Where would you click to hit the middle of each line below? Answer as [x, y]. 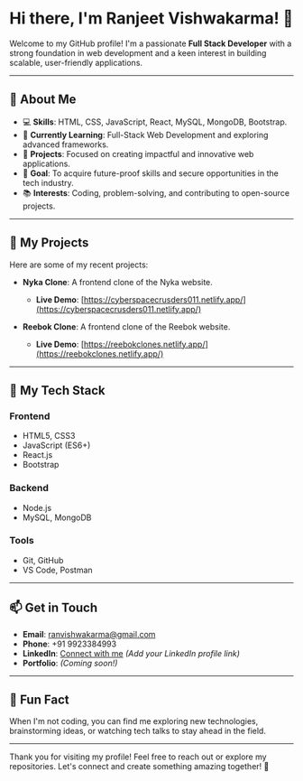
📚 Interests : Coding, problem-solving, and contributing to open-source [156, 192]
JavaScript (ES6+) [56, 445]
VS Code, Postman [57, 570]
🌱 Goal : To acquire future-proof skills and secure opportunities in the [151, 173]
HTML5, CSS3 [49, 436]
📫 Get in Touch [54, 608]
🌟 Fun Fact [39, 700]
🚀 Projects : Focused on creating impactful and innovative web [138, 153]
